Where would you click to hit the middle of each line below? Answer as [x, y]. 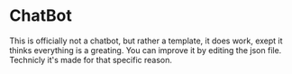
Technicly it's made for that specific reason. [91, 60]
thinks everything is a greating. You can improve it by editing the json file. [146, 50]
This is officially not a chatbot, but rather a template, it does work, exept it [146, 41]
